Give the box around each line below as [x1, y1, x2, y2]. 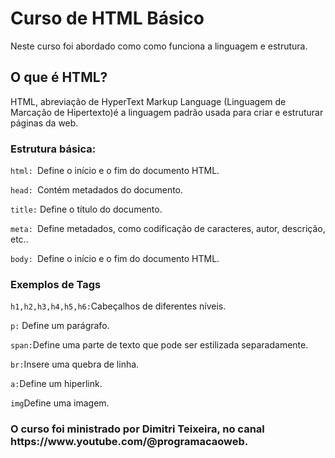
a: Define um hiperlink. [10, 378, 103, 390]
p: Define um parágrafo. [10, 320, 110, 332]
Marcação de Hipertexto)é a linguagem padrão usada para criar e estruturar [10, 106, 324, 118]
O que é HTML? [10, 69, 108, 86]
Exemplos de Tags [10, 277, 102, 291]
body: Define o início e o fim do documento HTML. [10, 253, 220, 265]
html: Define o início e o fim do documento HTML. [10, 165, 220, 177]
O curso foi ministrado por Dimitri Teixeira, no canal [10, 422, 265, 436]
